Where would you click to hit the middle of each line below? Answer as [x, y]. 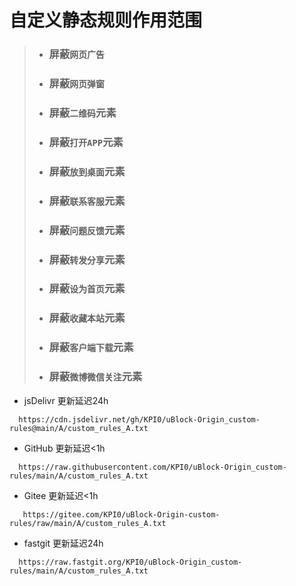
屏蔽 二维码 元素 [82, 113]
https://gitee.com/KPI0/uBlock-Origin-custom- [121, 514]
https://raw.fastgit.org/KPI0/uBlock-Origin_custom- [130, 562]
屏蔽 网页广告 [76, 54]
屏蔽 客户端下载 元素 [91, 348]
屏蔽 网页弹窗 [76, 84]
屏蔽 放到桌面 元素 [87, 171]
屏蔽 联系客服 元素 [87, 201]
